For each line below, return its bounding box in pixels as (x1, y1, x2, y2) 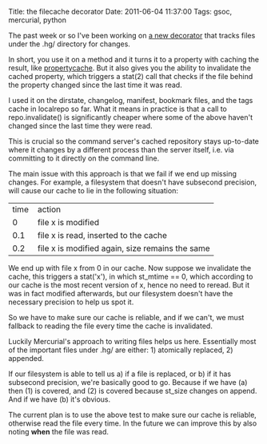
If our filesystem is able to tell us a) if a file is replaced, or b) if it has (8, 369, 232, 379)
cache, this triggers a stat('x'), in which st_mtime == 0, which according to (8, 272, 253, 281)
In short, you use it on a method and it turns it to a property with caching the (8, 55, 260, 64)
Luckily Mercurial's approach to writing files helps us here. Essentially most (8, 337, 257, 346)
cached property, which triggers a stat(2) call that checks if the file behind (8, 72, 253, 81)
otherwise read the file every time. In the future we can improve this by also (8, 418, 257, 428)
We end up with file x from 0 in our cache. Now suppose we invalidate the (8, 264, 252, 272)
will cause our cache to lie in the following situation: (8, 186, 178, 195)
